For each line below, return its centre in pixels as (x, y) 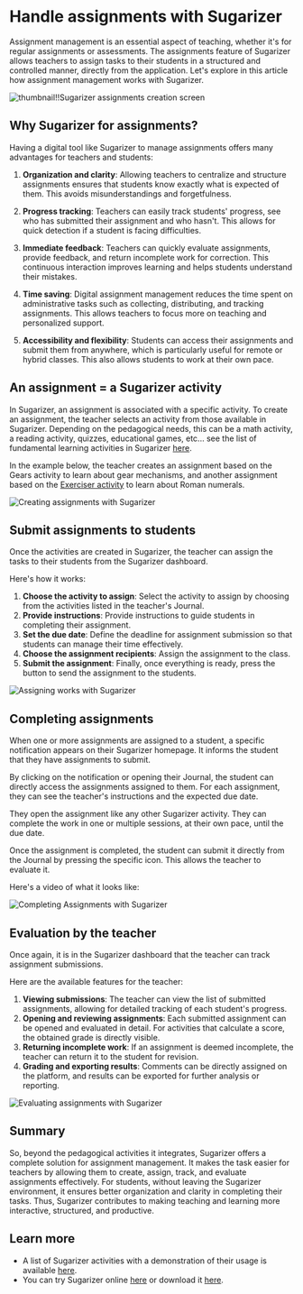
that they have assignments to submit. (80, 760)
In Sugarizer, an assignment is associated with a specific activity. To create (149, 409)
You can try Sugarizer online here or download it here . (123, 1280)
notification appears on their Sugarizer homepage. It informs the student (144, 750)
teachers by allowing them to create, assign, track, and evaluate (128, 1172)
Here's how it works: (48, 579)
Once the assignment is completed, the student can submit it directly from (147, 850)
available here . (50, 1270)
